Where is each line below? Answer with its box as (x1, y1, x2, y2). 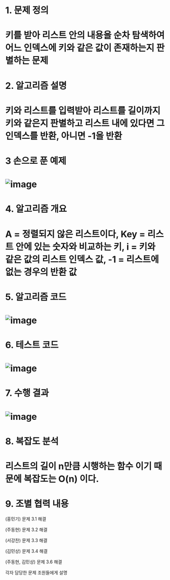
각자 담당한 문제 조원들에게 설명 (5, 569, 68, 575)
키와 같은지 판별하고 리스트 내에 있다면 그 (5, 117, 165, 129)
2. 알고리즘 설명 (5, 80, 67, 91)
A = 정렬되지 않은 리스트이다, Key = (5, 228, 146, 240)
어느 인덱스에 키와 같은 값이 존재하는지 (5, 42, 155, 54)
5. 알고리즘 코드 (5, 291, 67, 303)
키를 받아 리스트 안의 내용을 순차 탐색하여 (5, 30, 165, 41)
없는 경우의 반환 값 (5, 266, 77, 278)
